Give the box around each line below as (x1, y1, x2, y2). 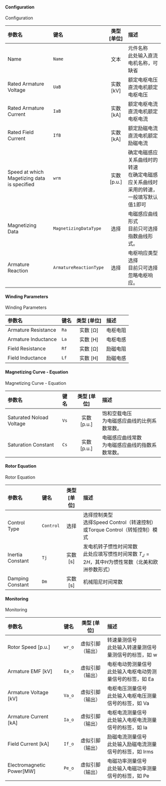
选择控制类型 (83, 511, 113, 518)
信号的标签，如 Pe (107, 773, 150, 780)
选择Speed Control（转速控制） (83, 519, 157, 526)
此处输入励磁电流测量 (107, 741, 157, 748)
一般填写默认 (128, 194, 158, 201)
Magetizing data (7, 175, 45, 182)
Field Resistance (7, 345, 46, 352)
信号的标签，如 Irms (107, 748, 154, 755)
